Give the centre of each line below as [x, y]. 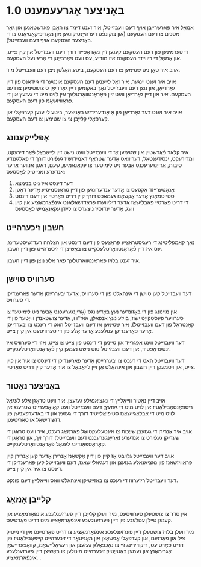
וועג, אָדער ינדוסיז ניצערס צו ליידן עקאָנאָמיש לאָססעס [74, 208]
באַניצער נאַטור [33, 386]
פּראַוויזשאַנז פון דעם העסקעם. [40, 101]
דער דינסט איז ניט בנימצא [44, 183]
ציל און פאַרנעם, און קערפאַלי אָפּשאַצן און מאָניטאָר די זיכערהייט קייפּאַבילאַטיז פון [96, 538]
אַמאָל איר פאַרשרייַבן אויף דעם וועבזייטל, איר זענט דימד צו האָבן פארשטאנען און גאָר [100, 27]
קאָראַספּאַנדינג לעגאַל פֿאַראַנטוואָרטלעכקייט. [56, 444]
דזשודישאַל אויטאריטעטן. [34, 420]
